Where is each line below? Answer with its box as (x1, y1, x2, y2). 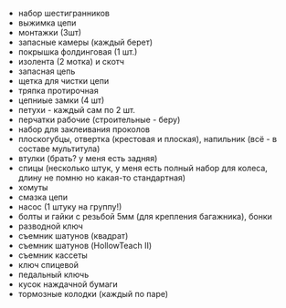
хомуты (17, 182, 48, 192)
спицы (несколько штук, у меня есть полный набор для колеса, (17, 163, 268, 173)
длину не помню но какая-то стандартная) (17, 172, 185, 183)
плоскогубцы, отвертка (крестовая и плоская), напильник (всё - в (17, 134, 277, 144)
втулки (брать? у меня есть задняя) (17, 153, 158, 163)
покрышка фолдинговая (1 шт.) (17, 46, 138, 57)
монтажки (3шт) (17, 27, 82, 37)
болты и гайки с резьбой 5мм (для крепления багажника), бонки (17, 211, 272, 221)
